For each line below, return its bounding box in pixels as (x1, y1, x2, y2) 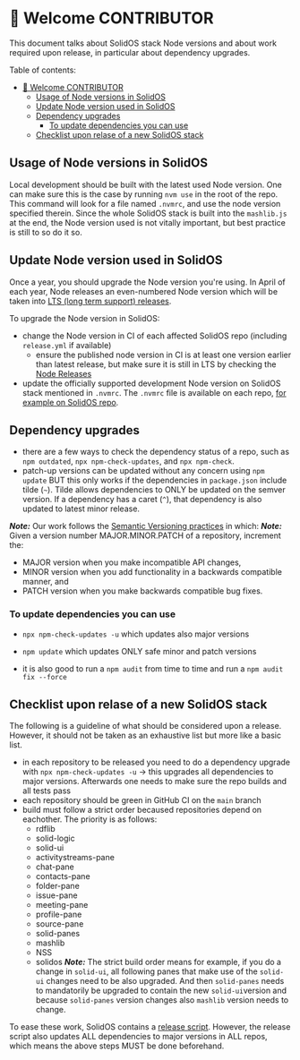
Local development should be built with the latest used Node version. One (9, 179, 282, 190)
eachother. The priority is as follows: (21, 814, 158, 825)
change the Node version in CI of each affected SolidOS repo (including (21, 330, 287, 341)
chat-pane (35, 861, 74, 872)
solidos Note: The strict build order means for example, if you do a (35, 957, 282, 968)
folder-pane (35, 881, 81, 892)
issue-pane (35, 890, 78, 901)
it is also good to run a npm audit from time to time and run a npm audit (21, 662, 284, 674)
